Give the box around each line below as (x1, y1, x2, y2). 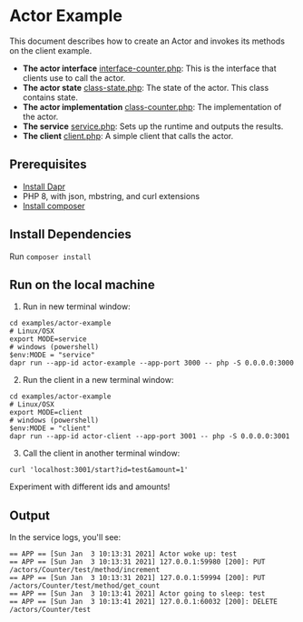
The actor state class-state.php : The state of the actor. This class (22, 82, 269, 93)
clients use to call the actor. (22, 72, 126, 83)
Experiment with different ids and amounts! (9, 481, 171, 492)
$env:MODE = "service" (9, 351, 95, 360)
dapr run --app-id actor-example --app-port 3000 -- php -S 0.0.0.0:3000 (9, 358, 295, 368)
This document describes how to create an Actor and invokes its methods (9, 35, 286, 46)
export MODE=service (9, 335, 88, 344)
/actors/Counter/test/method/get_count (9, 581, 161, 591)
